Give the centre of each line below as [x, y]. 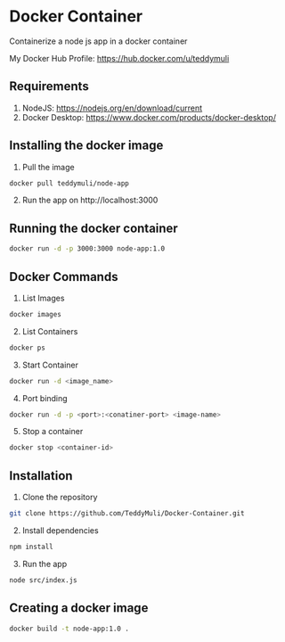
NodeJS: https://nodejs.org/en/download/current [112, 108]
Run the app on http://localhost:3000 [90, 200]
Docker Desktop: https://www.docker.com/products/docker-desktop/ [149, 117]
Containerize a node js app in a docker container [98, 41]
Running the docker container [94, 228]
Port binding [45, 398]
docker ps [28, 348]
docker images [36, 314]
